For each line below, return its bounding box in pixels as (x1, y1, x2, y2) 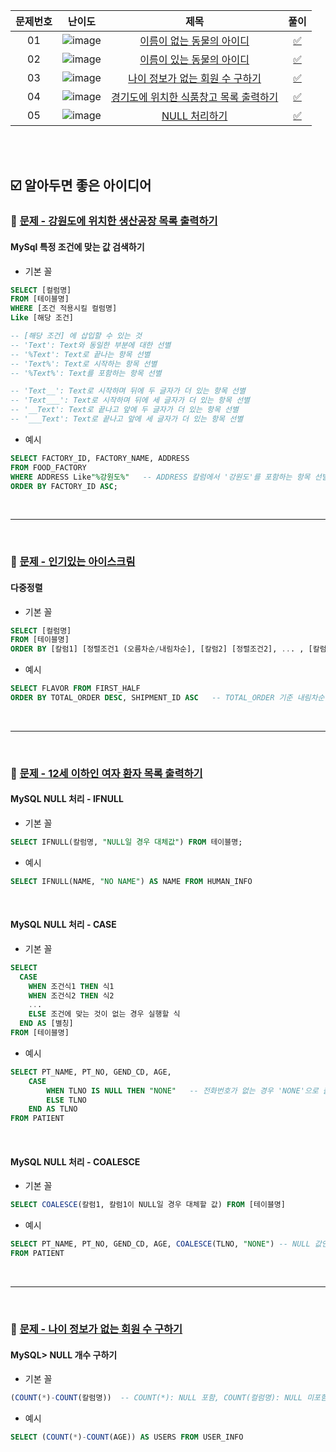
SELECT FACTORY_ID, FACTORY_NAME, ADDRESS (10, 453, 190, 463)
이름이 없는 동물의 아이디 (139, 34, 250, 48)
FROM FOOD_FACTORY (10, 462, 87, 473)
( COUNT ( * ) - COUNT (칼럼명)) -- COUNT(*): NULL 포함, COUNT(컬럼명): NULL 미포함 (10, 1393, 328, 1403)
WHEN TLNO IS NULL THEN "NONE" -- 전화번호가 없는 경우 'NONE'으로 (46, 1085, 319, 1096)
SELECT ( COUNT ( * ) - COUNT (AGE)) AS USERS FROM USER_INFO (10, 1432, 244, 1443)
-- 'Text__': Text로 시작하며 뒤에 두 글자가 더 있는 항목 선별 (10, 386, 246, 396)
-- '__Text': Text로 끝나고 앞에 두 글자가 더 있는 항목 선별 (10, 405, 239, 415)
